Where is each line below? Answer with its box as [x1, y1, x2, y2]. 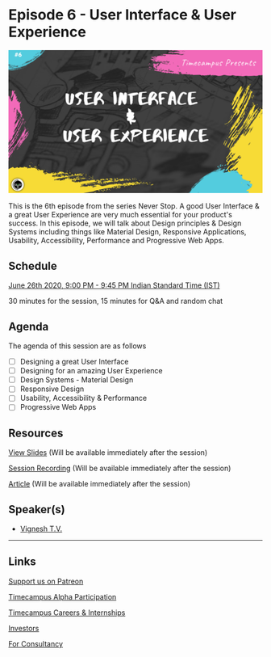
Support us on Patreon [8, 576, 84, 586]
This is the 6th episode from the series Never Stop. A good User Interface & [8, 201, 260, 211]
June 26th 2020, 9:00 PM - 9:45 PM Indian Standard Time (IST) [8, 280, 220, 290]
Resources [8, 426, 64, 440]
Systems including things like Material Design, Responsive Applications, [8, 227, 247, 237]
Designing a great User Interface [19, 357, 129, 367]
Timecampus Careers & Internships [8, 608, 126, 617]
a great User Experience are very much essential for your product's [8, 210, 232, 220]
